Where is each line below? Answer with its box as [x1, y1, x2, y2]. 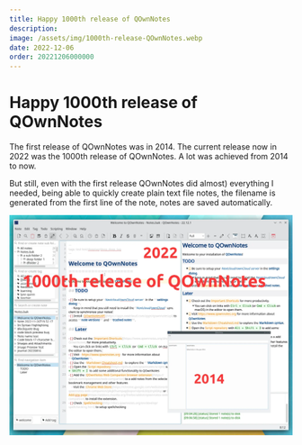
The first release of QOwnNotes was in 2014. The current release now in [9, 141, 277, 152]
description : [9, 23, 58, 33]
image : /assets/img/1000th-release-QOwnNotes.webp [9, 33, 203, 42]
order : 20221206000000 [9, 52, 94, 62]
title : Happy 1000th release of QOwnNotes [9, 14, 171, 23]
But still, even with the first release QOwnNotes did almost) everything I [9, 178, 274, 189]
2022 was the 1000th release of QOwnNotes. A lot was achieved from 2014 [9, 151, 289, 162]
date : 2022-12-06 [9, 43, 75, 52]
